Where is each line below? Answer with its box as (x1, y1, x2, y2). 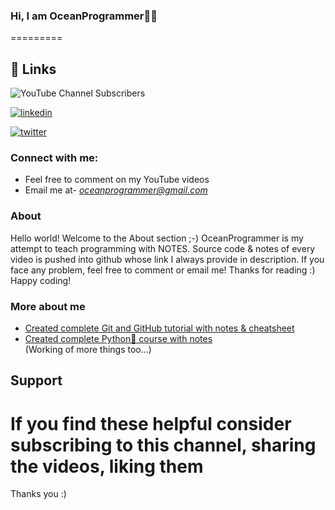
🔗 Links (10, 60, 57, 78)
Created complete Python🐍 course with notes (24, 333, 213, 344)
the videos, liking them (10, 455, 204, 478)
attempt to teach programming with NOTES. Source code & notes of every (10, 242, 316, 254)
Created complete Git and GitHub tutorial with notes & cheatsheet (24, 322, 295, 334)
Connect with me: (10, 151, 99, 165)
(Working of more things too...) (24, 344, 152, 355)
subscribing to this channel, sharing (10, 434, 317, 456)
